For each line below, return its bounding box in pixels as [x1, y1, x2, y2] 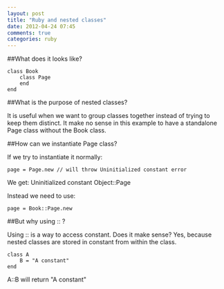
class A [7, 251, 30, 259]
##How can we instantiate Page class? [7, 139, 118, 148]
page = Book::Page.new [7, 205, 73, 212]
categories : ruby [7, 36, 57, 43]
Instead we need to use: [7, 192, 76, 200]
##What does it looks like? [7, 54, 83, 63]
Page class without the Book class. [7, 126, 106, 134]
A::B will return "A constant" [7, 275, 87, 283]
